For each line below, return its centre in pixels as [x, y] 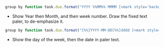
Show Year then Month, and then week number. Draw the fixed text [80, 16]
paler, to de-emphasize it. [38, 21]
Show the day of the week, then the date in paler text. [66, 39]
